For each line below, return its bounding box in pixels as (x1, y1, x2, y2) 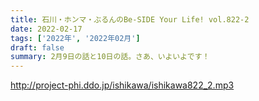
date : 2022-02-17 (10, 24, 83, 34)
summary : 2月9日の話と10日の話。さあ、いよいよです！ (10, 52, 210, 62)
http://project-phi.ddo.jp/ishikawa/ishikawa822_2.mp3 (10, 79, 235, 91)
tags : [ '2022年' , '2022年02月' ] (10, 33, 141, 43)
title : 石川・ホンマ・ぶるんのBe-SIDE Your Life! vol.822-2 (10, 14, 250, 25)
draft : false (10, 42, 65, 53)
